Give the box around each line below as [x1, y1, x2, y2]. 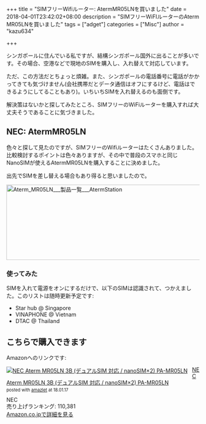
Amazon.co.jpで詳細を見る [6, 411, 74, 418]
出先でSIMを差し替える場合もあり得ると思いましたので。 [6, 172, 150, 179]
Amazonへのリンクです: [6, 354, 67, 361]
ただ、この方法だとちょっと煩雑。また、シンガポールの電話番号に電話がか [6, 73, 194, 80]
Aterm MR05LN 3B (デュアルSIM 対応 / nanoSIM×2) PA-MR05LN [6, 379, 169, 386]
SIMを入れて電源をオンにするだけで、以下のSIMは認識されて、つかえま [6, 285, 186, 292]
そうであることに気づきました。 [17, 109, 98, 116]
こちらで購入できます [6, 337, 87, 347]
